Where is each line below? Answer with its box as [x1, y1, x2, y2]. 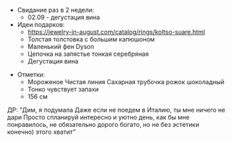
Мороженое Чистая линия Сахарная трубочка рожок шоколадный [27, 78, 225, 85]
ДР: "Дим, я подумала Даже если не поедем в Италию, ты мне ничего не [7, 106, 226, 114]
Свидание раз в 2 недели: [17, 6, 95, 14]
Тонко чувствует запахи [27, 85, 99, 93]
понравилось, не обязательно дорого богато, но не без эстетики [7, 121, 199, 128]
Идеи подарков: [17, 21, 65, 28]
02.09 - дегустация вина [27, 13, 100, 21]
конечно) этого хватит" [7, 128, 76, 136]
